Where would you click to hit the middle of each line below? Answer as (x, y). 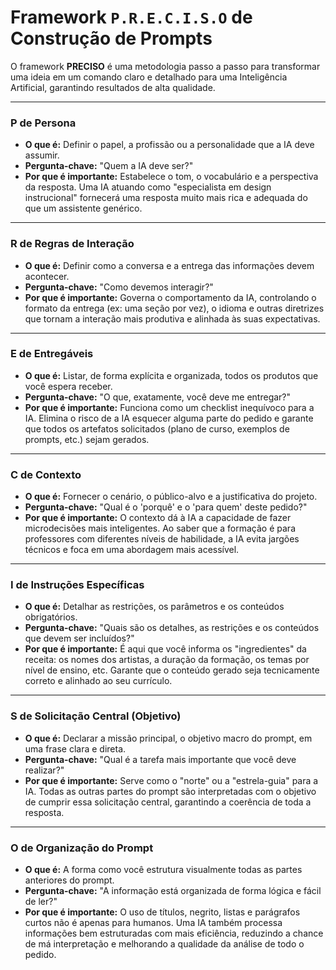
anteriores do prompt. (69, 880)
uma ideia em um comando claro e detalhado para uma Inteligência (149, 77)
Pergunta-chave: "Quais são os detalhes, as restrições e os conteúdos (172, 628)
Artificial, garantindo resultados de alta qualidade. (113, 87)
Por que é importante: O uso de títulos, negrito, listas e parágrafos (162, 912)
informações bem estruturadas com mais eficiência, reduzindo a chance (174, 933)
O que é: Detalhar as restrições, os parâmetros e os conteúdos (154, 607)
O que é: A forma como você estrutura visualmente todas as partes (163, 870)
